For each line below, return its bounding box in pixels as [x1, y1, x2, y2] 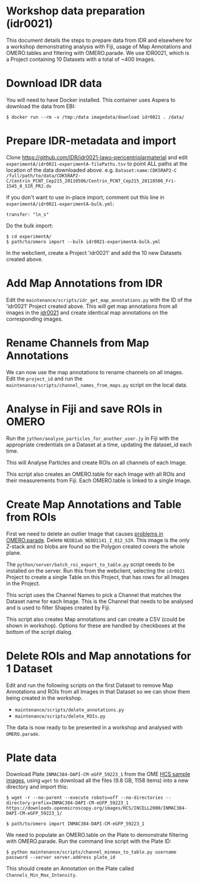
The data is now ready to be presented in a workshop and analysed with [6, 723, 183, 731]
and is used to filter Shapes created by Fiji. [6, 604, 111, 611]
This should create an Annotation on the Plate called [6, 865, 134, 872]
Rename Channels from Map [6, 336, 150, 350]
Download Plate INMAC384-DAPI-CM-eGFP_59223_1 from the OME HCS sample [6, 771, 191, 778]
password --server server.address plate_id [6, 855, 116, 861]
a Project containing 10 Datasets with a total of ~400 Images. [6, 56, 156, 63]
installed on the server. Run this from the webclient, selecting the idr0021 [6, 567, 185, 574]
